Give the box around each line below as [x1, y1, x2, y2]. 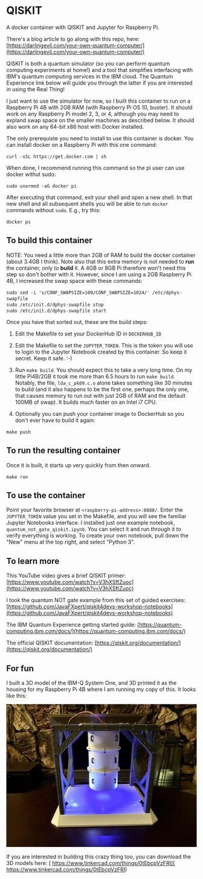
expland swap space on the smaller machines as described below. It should [6, 116, 195, 124]
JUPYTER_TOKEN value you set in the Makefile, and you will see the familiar [6, 513, 187, 520]
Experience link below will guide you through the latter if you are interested [6, 79, 193, 86]
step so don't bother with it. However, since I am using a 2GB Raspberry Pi [6, 270, 192, 278]
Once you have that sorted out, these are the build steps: [6, 318, 148, 325]
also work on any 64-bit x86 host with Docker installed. [6, 123, 144, 130]
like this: [6, 692, 27, 699]
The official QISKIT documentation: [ [6, 639, 97, 647]
